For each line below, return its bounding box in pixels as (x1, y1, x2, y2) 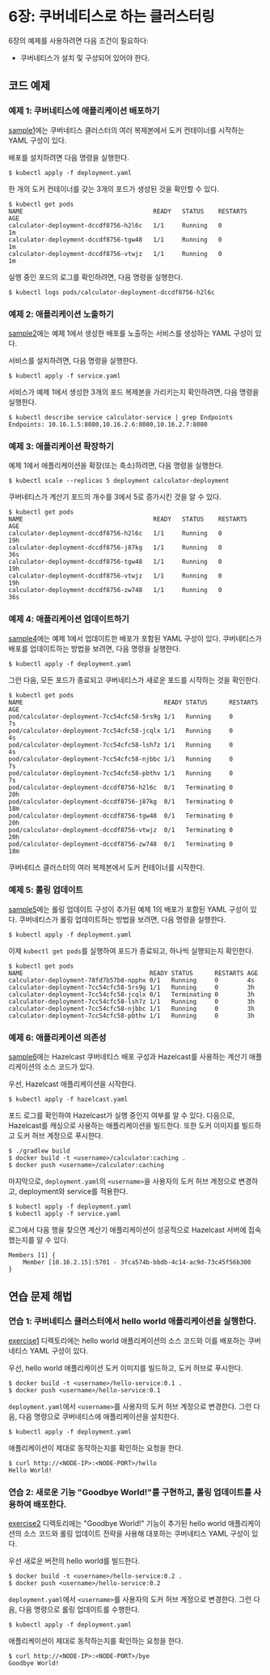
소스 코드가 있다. (43, 1062, 95, 1072)
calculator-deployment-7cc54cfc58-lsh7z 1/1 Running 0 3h (8, 997, 255, 1005)
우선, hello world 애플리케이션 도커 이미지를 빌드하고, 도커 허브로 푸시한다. (8, 1362, 243, 1373)
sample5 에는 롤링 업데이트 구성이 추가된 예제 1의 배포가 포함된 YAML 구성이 (8, 904, 249, 914)
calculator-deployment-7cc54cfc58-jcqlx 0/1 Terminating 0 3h (8, 990, 255, 999)
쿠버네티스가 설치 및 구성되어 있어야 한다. (19, 53, 150, 62)
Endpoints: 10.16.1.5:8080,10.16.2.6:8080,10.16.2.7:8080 (8, 420, 208, 428)
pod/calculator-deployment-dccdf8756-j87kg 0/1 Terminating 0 (8, 797, 233, 806)
